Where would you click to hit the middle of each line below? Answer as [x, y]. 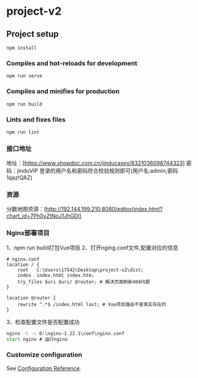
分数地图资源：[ [26, 209]
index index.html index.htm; [56, 275]
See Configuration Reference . [44, 368]
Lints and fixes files [36, 119]
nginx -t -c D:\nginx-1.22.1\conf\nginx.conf [65, 333]
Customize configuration [44, 355]
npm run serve [25, 76]
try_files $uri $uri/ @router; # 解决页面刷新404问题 [84, 282]
